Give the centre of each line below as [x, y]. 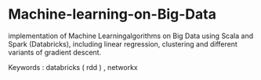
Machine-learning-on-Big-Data [112, 14]
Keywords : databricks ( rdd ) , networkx [73, 67]
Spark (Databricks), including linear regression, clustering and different [123, 43]
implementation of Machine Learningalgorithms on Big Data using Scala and [131, 36]
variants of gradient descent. [55, 52]
